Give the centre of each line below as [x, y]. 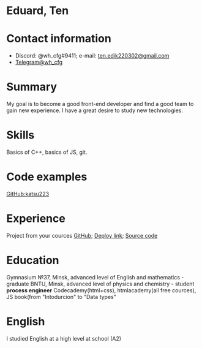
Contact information [59, 39]
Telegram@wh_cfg [39, 62]
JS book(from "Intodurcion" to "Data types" [61, 297]
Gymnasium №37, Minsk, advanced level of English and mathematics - [95, 277]
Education [33, 260]
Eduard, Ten [38, 11]
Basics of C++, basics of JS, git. [47, 152]
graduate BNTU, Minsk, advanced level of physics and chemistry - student [100, 284]
